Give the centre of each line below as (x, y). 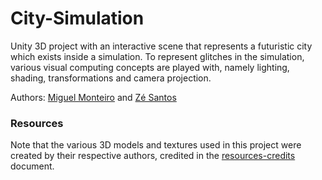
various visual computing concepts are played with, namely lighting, (150, 67)
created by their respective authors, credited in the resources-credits (153, 156)
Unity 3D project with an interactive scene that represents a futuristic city (161, 46)
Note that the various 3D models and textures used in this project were (156, 145)
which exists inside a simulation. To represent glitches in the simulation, (157, 56)
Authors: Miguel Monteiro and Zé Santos (93, 97)
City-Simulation (77, 18)
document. (32, 166)
